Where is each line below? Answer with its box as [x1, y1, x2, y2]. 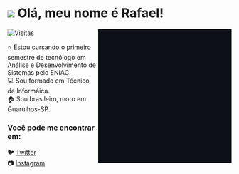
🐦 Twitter [7, 148, 37, 157]
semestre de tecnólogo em [7, 53, 87, 61]
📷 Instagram [7, 159, 46, 168]
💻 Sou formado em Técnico [7, 76, 90, 85]
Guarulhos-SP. [7, 105, 51, 113]
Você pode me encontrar [7, 123, 95, 133]
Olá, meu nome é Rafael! [17, 5, 164, 21]
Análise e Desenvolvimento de [7, 61, 96, 69]
